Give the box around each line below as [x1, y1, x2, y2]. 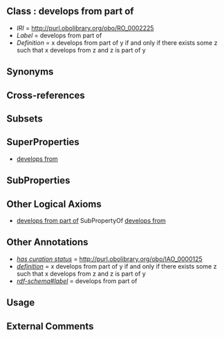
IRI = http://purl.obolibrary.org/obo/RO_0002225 [16, 23, 154, 32]
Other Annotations [6, 236, 88, 248]
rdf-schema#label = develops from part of [16, 276, 138, 285]
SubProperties [6, 175, 71, 186]
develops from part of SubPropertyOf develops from [16, 217, 167, 224]
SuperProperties [6, 136, 80, 148]
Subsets [6, 113, 43, 124]
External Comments [6, 320, 94, 332]
